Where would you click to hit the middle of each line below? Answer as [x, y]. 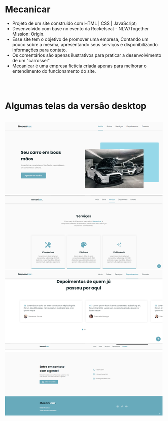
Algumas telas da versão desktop [76, 106]
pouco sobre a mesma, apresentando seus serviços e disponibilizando [85, 44]
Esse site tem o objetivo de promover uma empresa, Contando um [80, 39]
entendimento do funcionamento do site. [54, 71]
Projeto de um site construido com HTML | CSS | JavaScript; [75, 23]
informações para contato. [40, 50]
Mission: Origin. [28, 34]
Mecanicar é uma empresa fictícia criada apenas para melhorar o [79, 66]
